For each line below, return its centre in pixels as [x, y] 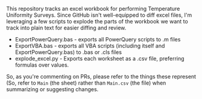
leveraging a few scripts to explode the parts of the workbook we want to [97, 21]
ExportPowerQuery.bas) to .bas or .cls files [68, 52]
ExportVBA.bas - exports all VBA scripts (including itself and [90, 46]
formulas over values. [42, 65]
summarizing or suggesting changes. [52, 89]
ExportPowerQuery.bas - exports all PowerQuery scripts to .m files [98, 39]
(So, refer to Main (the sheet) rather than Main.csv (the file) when [86, 83]
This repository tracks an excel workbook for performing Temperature [93, 9]
